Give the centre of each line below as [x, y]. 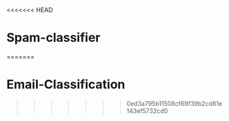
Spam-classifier [53, 38]
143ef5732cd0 [147, 111]
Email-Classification [66, 85]
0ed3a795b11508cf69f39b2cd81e [174, 103]
